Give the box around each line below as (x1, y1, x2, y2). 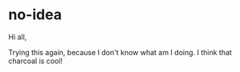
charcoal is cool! (8, 56, 63, 66)
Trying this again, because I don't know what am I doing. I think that (8, 47, 233, 57)
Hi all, (8, 32, 27, 42)
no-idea (8, 6, 63, 24)
